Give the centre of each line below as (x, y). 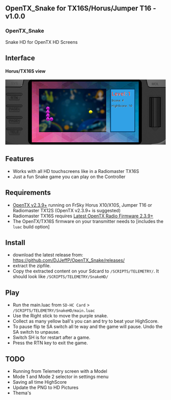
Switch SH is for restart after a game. (51, 337)
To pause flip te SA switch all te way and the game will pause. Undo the (88, 327)
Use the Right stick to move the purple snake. (60, 316)
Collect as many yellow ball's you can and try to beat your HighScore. (85, 321)
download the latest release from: (48, 255)
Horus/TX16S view (25, 71)
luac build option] (31, 227)
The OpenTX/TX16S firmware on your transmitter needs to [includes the (88, 221)
